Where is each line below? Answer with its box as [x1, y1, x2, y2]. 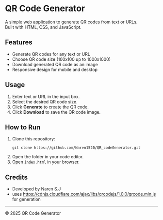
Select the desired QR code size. [12, 99, 78, 104]
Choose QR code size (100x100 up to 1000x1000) [12, 56, 111, 62]
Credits [5, 173, 28, 181]
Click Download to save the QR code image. [12, 109, 101, 115]
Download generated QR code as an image [12, 61, 98, 67]
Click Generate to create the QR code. [12, 104, 89, 110]
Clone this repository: [12, 136, 55, 142]
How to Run [5, 123, 41, 131]
